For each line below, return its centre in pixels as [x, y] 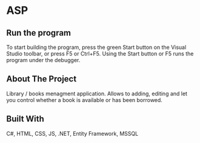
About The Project [42, 79]
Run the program [39, 33]
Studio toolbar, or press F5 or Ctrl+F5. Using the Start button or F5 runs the [100, 54]
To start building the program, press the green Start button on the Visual [96, 47]
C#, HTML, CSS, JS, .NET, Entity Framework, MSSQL [72, 133]
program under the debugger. [43, 60]
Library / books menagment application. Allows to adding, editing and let [97, 94]
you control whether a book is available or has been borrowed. [84, 100]
